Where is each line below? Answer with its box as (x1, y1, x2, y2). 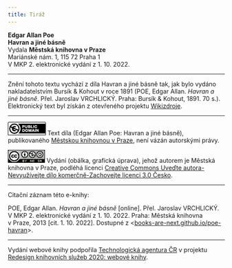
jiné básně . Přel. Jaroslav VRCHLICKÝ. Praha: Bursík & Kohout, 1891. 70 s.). (8, 94, 221, 102)
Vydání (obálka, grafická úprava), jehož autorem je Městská (46, 156, 215, 164)
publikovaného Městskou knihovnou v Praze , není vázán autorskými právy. (8, 136, 220, 144)
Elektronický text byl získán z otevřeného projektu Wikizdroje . (8, 102, 183, 110)
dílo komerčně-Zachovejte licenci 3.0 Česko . (46, 170, 173, 179)
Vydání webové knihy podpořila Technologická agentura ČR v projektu (8, 245, 207, 254)
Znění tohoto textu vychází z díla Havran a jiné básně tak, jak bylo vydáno (8, 80, 216, 88)
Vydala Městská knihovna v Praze (8, 45, 106, 54)
